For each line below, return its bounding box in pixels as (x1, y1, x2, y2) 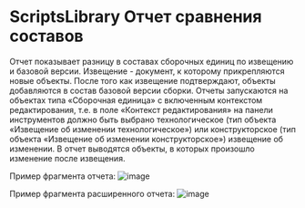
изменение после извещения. (9, 152, 126, 163)
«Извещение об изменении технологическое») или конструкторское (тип (9, 123, 296, 134)
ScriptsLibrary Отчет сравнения (9, 6, 262, 27)
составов (9, 26, 84, 47)
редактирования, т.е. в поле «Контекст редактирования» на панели (9, 104, 273, 115)
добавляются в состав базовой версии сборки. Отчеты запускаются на (9, 85, 289, 96)
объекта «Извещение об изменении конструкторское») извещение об (9, 133, 284, 144)
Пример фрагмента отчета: (9, 171, 117, 182)
